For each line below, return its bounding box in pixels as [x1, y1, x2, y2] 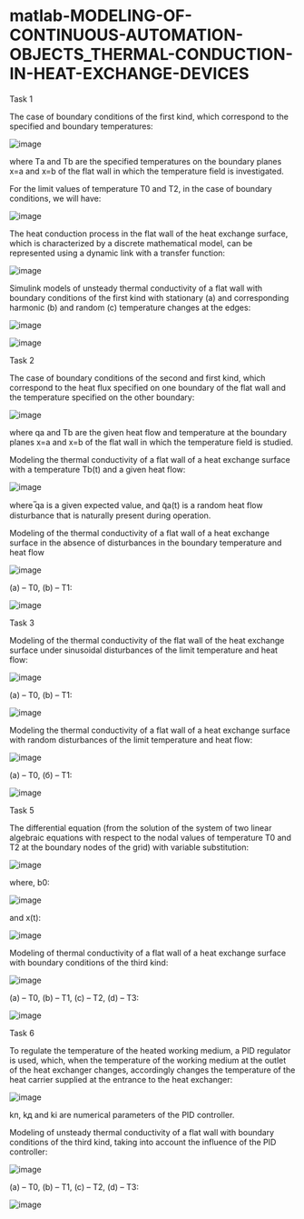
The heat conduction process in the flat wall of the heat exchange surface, [9, 228, 289, 239]
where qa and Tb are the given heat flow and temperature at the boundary [9, 426, 288, 437]
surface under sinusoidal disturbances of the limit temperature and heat [9, 644, 279, 655]
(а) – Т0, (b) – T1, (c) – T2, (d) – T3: [9, 992, 139, 1003]
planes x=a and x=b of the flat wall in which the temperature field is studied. [9, 436, 293, 447]
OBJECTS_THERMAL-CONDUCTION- [9, 45, 293, 65]
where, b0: [9, 876, 50, 887]
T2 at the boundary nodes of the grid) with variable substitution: [9, 842, 250, 853]
